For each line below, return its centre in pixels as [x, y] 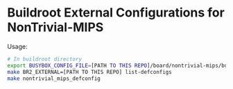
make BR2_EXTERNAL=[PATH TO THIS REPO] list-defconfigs [89, 72]
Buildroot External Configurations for [116, 13]
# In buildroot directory [44, 59]
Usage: [17, 46]
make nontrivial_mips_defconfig [54, 78]
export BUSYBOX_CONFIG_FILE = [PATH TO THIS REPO [77, 66]
